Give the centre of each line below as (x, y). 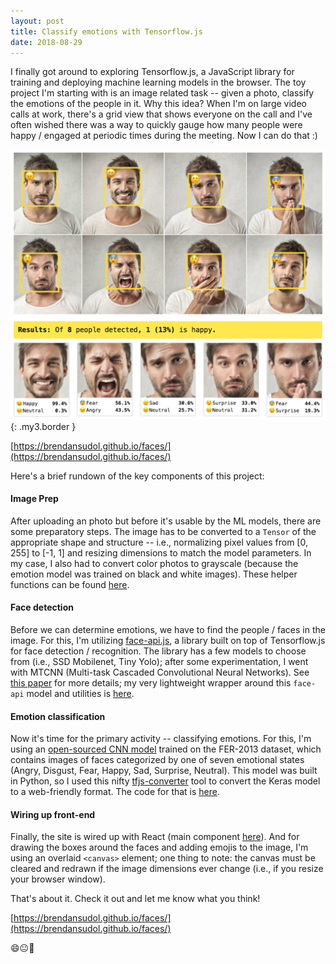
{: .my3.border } (43, 426)
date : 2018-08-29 (46, 42)
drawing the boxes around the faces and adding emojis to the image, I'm (159, 847)
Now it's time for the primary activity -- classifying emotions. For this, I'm (161, 739)
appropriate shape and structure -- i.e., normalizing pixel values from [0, (159, 542)
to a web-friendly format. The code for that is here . (115, 792)
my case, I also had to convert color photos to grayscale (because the (154, 563)
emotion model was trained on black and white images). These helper (154, 574)
